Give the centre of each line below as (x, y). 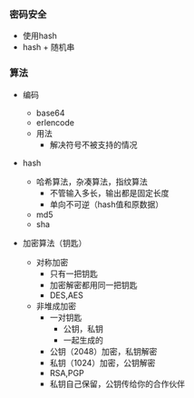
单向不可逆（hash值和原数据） (107, 204)
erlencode (55, 122)
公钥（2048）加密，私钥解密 (103, 351)
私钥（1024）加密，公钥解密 (102, 363)
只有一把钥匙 (73, 274)
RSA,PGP (67, 373)
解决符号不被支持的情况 (93, 144)
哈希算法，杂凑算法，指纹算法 (92, 181)
